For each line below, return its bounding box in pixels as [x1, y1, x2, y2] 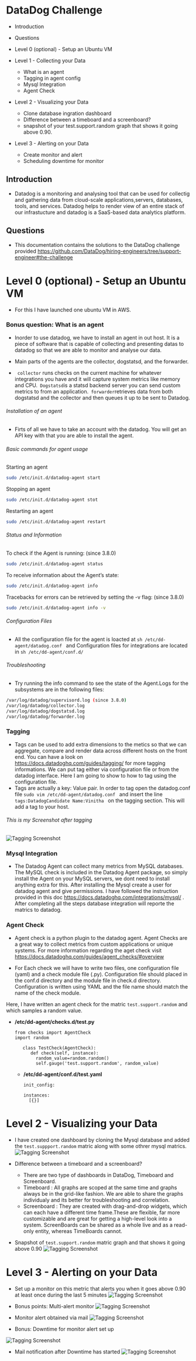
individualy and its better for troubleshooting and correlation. [23, 1196, 170, 1203]
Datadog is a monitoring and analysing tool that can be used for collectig [14, 190, 190, 197]
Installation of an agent [6, 408, 63, 415]
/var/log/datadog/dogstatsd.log [6, 708, 85, 714]
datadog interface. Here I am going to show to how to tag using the [14, 772, 177, 779]
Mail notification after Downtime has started [14, 1348, 121, 1355]
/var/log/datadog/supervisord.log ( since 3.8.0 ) [6, 697, 127, 704]
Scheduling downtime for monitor [23, 157, 104, 164]
